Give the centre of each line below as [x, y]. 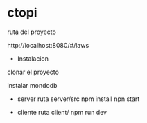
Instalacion [33, 58]
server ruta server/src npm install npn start [78, 99]
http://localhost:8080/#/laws [48, 45]
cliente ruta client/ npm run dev [62, 112]
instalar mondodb [32, 85]
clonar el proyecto [33, 72]
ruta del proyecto [32, 32]
